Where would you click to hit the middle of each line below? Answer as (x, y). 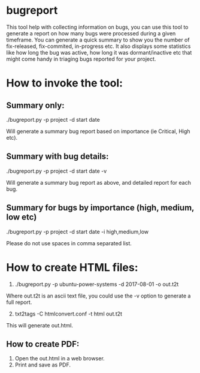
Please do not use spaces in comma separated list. (69, 243)
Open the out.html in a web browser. (60, 359)
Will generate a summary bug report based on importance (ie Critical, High (98, 131)
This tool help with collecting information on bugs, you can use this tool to (97, 27)
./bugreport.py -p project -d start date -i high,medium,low (78, 231)
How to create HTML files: (72, 267)
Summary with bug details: (57, 157)
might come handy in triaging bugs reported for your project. (81, 59)
